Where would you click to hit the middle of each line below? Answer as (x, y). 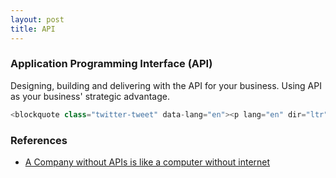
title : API (33, 29)
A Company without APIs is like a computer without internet (147, 162)
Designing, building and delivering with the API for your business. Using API (166, 85)
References (39, 140)
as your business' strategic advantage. (90, 96)
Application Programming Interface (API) (111, 64)
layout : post (37, 19)
